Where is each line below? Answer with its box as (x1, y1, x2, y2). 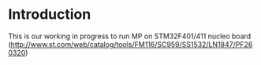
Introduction (8, 5, 91, 23)
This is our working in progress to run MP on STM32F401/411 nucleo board (8, 31, 252, 41)
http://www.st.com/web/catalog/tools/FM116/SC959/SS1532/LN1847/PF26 (10, 39, 253, 49)
